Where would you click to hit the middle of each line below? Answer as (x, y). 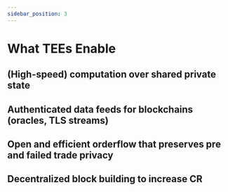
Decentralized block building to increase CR (105, 179)
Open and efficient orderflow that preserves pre (114, 144)
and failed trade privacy (60, 155)
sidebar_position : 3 (38, 14)
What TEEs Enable (62, 48)
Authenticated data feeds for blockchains (100, 109)
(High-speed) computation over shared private (112, 75)
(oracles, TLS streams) (58, 120)
